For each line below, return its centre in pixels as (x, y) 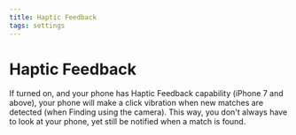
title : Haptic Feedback (53, 17)
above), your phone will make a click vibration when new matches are (136, 103)
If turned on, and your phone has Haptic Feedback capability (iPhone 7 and (146, 94)
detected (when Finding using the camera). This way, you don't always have (148, 112)
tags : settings (37, 26)
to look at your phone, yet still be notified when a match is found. (128, 122)
